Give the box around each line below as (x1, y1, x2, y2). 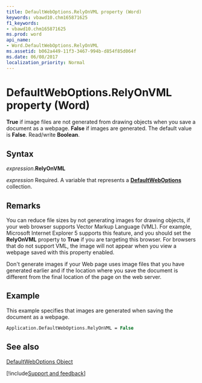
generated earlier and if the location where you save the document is (6, 267, 178, 274)
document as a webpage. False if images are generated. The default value (6, 125, 192, 132)
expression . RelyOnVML (6, 165, 65, 172)
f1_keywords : (6, 20, 39, 26)
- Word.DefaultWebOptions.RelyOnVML (6, 43, 99, 49)
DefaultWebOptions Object (6, 358, 73, 365)
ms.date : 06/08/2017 (6, 54, 59, 60)
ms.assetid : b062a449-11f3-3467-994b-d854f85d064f (6, 48, 137, 54)
